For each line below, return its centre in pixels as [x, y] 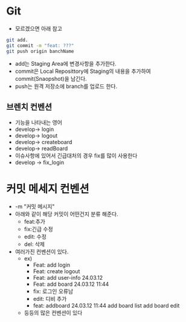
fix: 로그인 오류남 [53, 291]
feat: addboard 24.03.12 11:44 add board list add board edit [106, 306]
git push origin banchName [40, 51]
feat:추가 [34, 222]
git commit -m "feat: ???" [40, 46]
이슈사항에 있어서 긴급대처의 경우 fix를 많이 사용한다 [76, 156]
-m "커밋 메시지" [35, 207]
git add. [17, 40]
